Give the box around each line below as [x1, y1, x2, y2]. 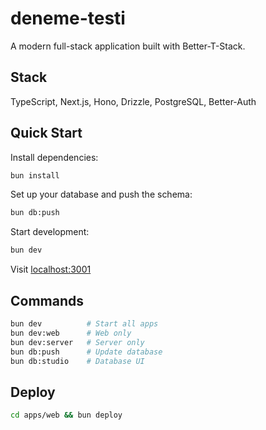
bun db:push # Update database [10, 347, 163, 357]
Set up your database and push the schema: [10, 188, 193, 201]
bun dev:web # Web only [10, 328, 132, 338]
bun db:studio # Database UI [10, 356, 145, 366]
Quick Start [10, 125, 83, 142]
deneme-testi [10, 7, 126, 30]
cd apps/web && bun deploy [10, 410, 123, 421]
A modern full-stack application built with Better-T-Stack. [10, 40, 246, 52]
